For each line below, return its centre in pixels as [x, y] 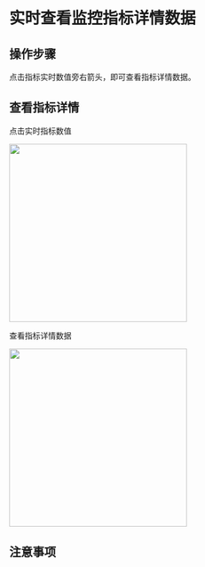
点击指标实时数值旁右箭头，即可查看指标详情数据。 [102, 77]
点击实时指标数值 [40, 131]
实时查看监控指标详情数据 [103, 18]
